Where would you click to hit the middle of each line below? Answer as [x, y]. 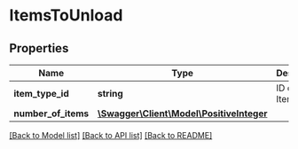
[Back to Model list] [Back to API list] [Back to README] [111, 135]
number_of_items [51, 114]
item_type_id [41, 94]
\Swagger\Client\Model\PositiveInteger [182, 114]
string [110, 94]
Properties [39, 48]
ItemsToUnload [66, 16]
